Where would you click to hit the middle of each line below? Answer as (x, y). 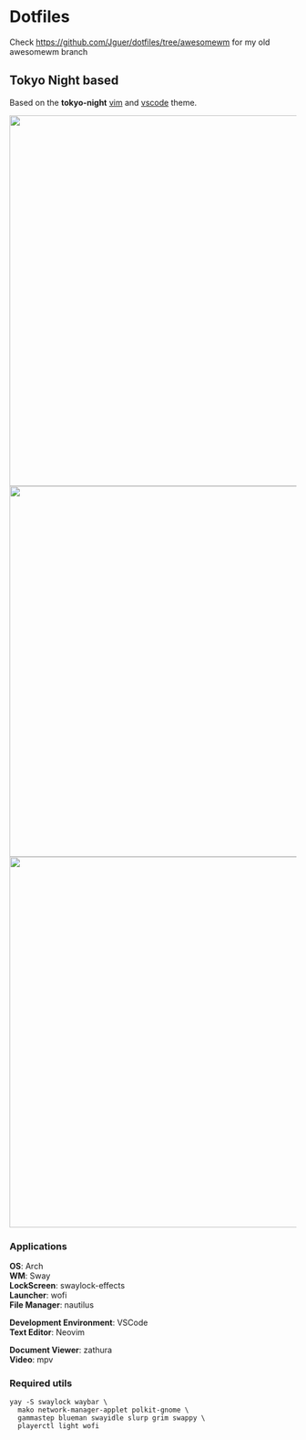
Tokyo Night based (64, 81)
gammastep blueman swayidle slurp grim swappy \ (112, 1418)
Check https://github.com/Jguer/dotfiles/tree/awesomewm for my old (140, 42)
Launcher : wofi (38, 1295)
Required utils (41, 1383)
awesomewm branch (49, 51)
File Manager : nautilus (51, 1305)
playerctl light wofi (59, 1426)
